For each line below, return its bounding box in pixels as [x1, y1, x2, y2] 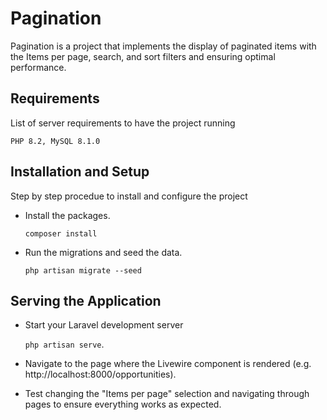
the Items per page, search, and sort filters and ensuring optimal [10, 50, 276, 62]
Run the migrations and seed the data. [24, 246, 183, 258]
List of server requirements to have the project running [10, 117, 236, 129]
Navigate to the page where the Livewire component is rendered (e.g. [24, 358, 312, 370]
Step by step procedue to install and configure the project [10, 190, 248, 202]
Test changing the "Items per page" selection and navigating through [24, 388, 310, 400]
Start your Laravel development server [24, 319, 184, 331]
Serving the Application [10, 292, 162, 309]
